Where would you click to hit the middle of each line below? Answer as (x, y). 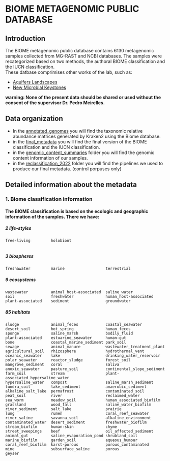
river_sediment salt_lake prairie (64, 409)
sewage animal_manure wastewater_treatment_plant (85, 347)
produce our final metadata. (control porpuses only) (67, 169)
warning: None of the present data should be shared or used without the (83, 97)
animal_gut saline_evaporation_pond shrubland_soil (72, 436)
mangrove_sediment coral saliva (62, 364)
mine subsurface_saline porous (62, 449)
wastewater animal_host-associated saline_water (69, 292)
